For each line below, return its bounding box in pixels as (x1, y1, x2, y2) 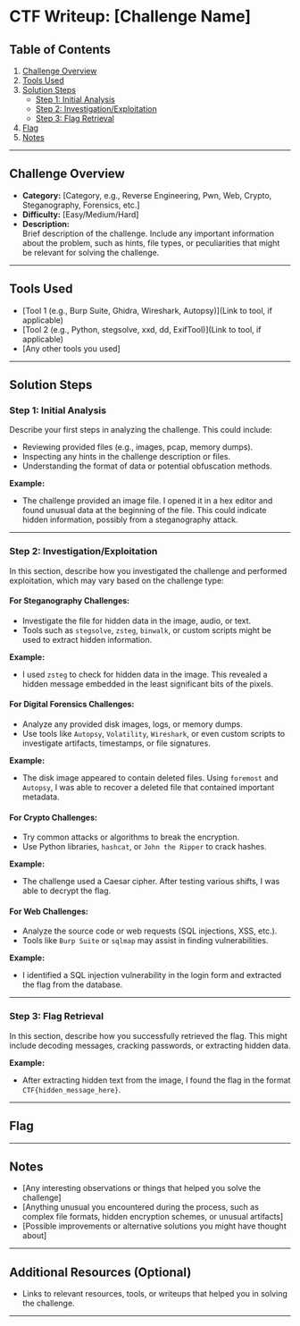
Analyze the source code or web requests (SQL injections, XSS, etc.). (21, 925, 278, 936)
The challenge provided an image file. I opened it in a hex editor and (21, 495, 273, 506)
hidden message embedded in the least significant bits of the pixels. (21, 678, 274, 689)
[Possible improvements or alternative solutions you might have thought (21, 1220, 287, 1231)
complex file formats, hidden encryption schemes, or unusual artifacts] (21, 1212, 284, 1222)
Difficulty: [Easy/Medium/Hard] (21, 208, 139, 220)
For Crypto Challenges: (9, 812, 98, 823)
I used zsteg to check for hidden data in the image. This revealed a (21, 669, 268, 680)
